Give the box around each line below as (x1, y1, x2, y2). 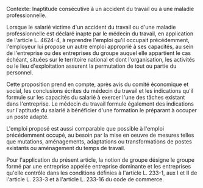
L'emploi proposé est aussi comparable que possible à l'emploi (6, 125, 165, 132)
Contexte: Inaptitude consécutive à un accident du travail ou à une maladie (6, 5, 194, 12)
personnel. (6, 69, 34, 76)
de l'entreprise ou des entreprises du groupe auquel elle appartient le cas (6, 49, 191, 57)
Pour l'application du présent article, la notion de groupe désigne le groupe (6, 156, 195, 164)
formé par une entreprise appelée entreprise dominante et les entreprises (6, 163, 191, 170)
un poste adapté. (6, 113, 49, 120)
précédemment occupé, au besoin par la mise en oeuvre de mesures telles (6, 131, 194, 139)
